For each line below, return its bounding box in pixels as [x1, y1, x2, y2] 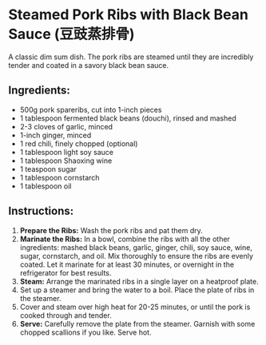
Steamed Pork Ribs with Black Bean [8, 6, 249, 24]
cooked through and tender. [19, 310, 112, 320]
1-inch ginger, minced [19, 130, 92, 140]
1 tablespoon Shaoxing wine [19, 156, 113, 165]
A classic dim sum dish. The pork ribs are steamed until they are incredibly [8, 52, 254, 61]
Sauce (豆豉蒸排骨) [8, 26, 135, 43]
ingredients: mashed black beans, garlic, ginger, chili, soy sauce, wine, [19, 242, 253, 252]
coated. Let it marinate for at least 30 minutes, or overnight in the [19, 260, 234, 269]
